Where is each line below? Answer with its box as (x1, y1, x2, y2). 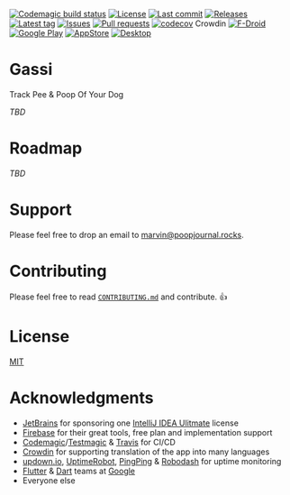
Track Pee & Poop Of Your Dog (9, 88, 124, 99)
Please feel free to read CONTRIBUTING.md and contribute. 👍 (9, 291, 228, 302)
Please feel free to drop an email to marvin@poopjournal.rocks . (9, 229, 245, 240)
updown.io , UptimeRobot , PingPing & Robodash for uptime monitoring (22, 455, 282, 466)
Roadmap (9, 138, 83, 159)
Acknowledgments (9, 388, 155, 408)
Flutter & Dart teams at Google (22, 465, 136, 476)
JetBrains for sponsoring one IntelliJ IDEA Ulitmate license (22, 417, 239, 428)
